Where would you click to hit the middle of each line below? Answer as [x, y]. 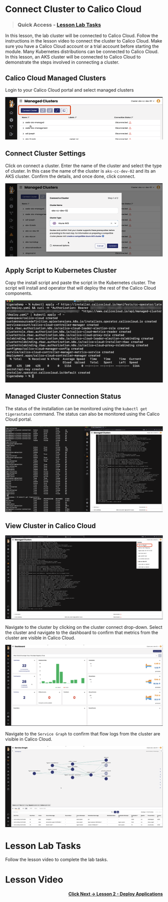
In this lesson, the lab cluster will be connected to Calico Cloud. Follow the [82, 36]
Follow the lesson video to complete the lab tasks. [57, 859]
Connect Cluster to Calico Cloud [73, 9]
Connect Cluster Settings [45, 154]
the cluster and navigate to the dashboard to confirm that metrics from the [82, 632]
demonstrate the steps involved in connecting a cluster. [62, 62]
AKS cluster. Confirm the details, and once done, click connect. [70, 176]
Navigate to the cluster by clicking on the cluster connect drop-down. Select [84, 627]
